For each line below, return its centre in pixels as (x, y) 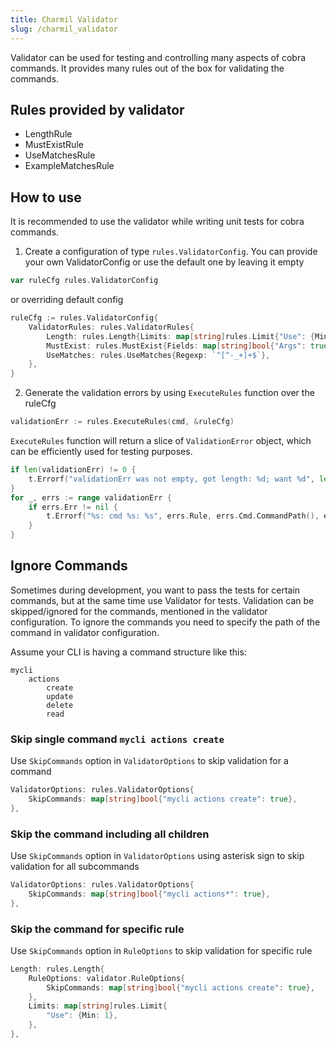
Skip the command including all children (110, 834)
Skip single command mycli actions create (117, 739)
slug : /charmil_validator (64, 29)
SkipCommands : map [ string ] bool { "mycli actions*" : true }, (149, 894)
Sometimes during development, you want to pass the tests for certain (155, 590)
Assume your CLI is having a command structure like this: (128, 652)
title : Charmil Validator (64, 19)
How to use (46, 197)
